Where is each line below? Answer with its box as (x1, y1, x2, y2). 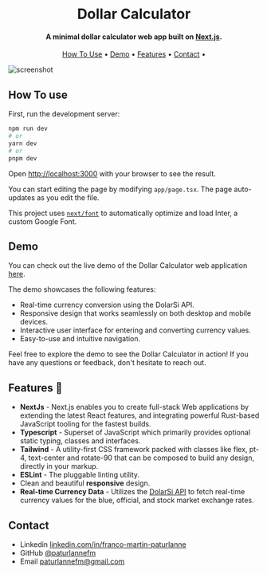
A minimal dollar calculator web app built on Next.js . (45, 32, 222, 41)
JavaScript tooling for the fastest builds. (19, 419, 151, 429)
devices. (19, 317, 49, 327)
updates (8, 192, 36, 202)
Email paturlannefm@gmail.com (19, 556, 125, 566)
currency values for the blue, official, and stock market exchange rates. (19, 495, 254, 505)
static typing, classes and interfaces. (19, 436, 141, 446)
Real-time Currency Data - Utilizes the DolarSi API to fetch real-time (19, 487, 245, 497)
